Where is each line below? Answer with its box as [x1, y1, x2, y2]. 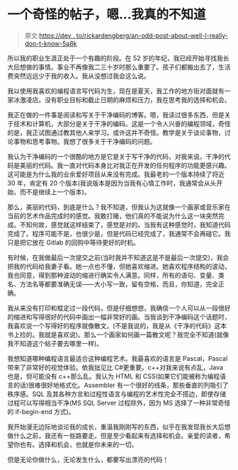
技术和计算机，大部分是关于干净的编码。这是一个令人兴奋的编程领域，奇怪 [13, 119, 231, 128]
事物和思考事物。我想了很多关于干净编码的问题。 [13, 137, 157, 145]
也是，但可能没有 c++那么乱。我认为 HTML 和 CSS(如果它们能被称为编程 [7, 371, 220, 380]
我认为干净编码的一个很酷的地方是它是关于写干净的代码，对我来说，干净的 [7, 152, 225, 160]
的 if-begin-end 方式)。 [7, 407, 76, 415]
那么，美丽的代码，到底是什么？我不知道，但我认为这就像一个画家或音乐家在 [7, 203, 231, 211]
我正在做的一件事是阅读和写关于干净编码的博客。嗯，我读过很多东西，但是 [7, 111, 225, 119]
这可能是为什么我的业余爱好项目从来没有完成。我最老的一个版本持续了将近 [7, 169, 225, 178]
